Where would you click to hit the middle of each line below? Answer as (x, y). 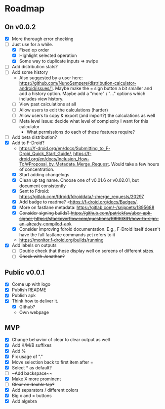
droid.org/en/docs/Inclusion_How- (54, 158)
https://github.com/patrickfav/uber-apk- (111, 213)
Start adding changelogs (44, 174)
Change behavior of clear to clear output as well (61, 340)
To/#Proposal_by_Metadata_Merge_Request (64, 164)
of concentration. (37, 169)
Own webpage (34, 312)
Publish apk (24, 296)
